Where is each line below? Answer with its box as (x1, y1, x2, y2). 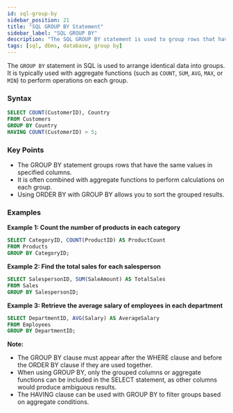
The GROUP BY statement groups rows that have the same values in (17, 161, 213, 169)
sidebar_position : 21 (7, 17, 70, 24)
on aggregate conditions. (17, 398, 89, 406)
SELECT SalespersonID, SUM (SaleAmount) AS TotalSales (7, 276, 166, 283)
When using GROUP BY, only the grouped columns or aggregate (17, 369, 201, 377)
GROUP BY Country (7, 122, 58, 129)
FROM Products (7, 244, 49, 251)
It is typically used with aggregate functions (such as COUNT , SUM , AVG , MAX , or (7, 69, 223, 77)
